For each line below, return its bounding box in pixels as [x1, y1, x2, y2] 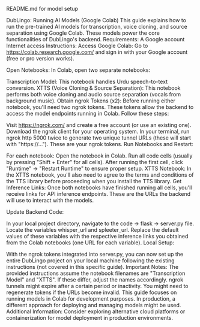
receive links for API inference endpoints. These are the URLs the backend [6, 190, 191, 197]
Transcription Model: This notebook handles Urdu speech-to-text [6, 78, 168, 85]
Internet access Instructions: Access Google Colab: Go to [6, 42, 148, 49]
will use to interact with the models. [6, 197, 94, 204]
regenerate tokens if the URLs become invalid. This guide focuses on [6, 289, 177, 296]
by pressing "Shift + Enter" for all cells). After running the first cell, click [6, 159, 183, 165]
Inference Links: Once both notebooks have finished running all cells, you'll [6, 184, 192, 191]
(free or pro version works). [6, 55, 74, 62]
